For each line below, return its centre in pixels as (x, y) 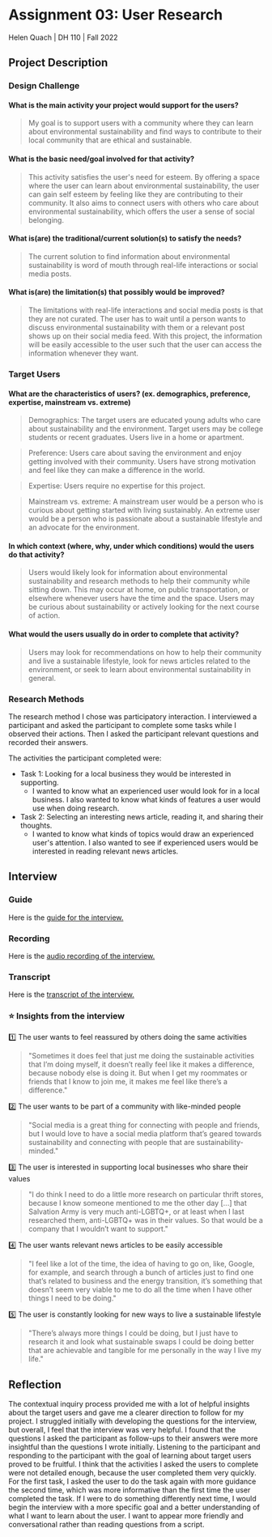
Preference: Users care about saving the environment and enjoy (135, 453)
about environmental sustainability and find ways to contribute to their (145, 132)
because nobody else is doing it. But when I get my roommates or (138, 1073)
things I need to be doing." (72, 1298)
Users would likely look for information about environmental (128, 573)
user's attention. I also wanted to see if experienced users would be (145, 842)
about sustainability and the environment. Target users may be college (146, 429)
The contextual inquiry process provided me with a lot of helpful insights (129, 1404)
